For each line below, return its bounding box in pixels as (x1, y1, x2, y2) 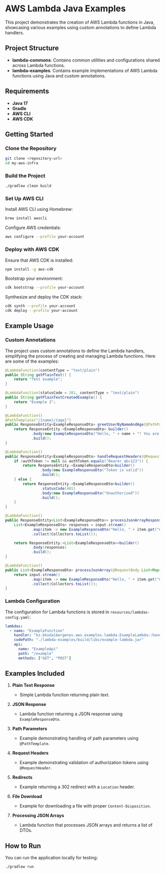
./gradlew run (5, 864, 34, 870)
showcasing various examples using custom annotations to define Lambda (5, 24, 156, 30)
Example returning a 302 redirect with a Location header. (19, 784, 135, 790)
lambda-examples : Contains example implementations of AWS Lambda (12, 67, 158, 73)
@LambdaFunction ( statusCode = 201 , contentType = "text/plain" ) (5, 390, 139, 396)
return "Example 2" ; (14, 400, 56, 404)
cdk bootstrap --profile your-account (5, 285, 84, 290)
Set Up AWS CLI (5, 195, 44, 202)
